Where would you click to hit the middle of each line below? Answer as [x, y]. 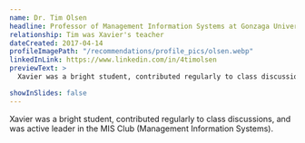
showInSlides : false [49, 93]
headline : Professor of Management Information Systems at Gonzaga [140, 26]
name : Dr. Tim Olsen [49, 18]
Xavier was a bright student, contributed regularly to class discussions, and [150, 119]
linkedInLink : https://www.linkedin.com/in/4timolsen [113, 60]
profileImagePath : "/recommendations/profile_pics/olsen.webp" [132, 52]
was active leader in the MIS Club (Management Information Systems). [142, 129]
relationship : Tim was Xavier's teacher [87, 34]
